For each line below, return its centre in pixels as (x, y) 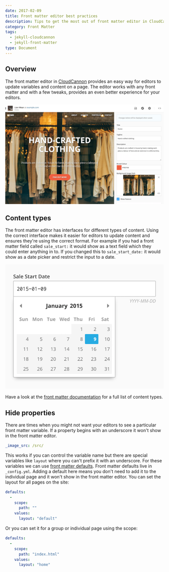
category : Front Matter (30, 27)
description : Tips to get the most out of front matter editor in (76, 21)
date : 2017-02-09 (23, 11)
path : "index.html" (39, 554)
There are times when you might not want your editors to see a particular (81, 425)
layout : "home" (34, 565)
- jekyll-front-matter (33, 43)
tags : (11, 32)
